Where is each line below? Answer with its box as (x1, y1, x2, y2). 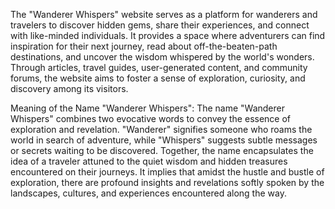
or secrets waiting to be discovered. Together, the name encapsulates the (10, 145, 314, 156)
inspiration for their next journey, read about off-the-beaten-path (10, 40, 278, 52)
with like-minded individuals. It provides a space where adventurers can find (10, 30, 326, 41)
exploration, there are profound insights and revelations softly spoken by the (10, 177, 325, 188)
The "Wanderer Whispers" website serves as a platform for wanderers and (10, 9, 318, 20)
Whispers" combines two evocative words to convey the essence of (10, 113, 292, 124)
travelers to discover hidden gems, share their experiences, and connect (10, 19, 310, 31)
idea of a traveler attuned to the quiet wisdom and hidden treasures (10, 155, 288, 167)
